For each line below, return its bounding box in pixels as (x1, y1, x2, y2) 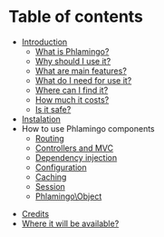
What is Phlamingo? (34, 45, 110, 56)
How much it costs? (34, 94, 110, 105)
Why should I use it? (34, 55, 111, 66)
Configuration (34, 162, 87, 173)
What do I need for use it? (34, 74, 132, 85)
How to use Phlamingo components (21, 123, 155, 133)
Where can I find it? (34, 84, 109, 95)
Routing (34, 133, 64, 143)
